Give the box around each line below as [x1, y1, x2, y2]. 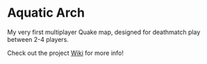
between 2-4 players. [7, 35, 69, 43]
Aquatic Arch [7, 5, 85, 21]
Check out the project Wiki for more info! [7, 49, 124, 57]
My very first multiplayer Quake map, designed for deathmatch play [7, 28, 201, 36]
